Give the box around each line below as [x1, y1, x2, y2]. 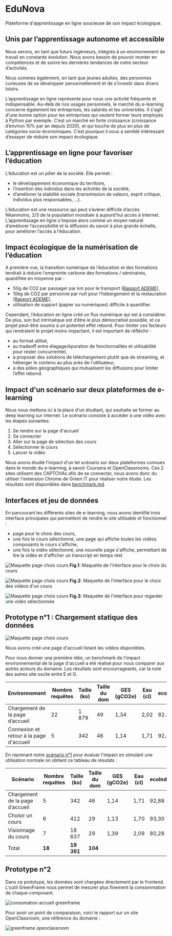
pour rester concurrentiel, [12, 349, 68, 355]
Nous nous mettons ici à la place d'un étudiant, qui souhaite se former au [5, 407, 160, 413]
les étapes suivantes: [5, 418, 50, 424]
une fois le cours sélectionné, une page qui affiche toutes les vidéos [12, 536, 157, 542]
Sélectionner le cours [12, 444, 58, 450]
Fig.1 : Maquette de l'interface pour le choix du [69, 562, 167, 568]
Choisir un [8, 812, 33, 819]
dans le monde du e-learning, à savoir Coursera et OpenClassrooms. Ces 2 [5, 465, 164, 471]
